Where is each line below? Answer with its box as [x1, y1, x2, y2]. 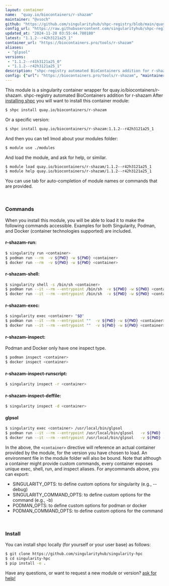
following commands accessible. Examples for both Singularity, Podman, [5, 223, 156, 229]
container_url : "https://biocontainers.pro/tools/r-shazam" [5, 40, 134, 45]
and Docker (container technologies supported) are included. [5, 228, 132, 234]
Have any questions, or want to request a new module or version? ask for [5, 570, 157, 576]
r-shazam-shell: [5, 271, 40, 277]
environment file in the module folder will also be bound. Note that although [5, 455, 162, 461]
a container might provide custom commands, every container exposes [5, 460, 153, 466]
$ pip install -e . [5, 561, 46, 566]
